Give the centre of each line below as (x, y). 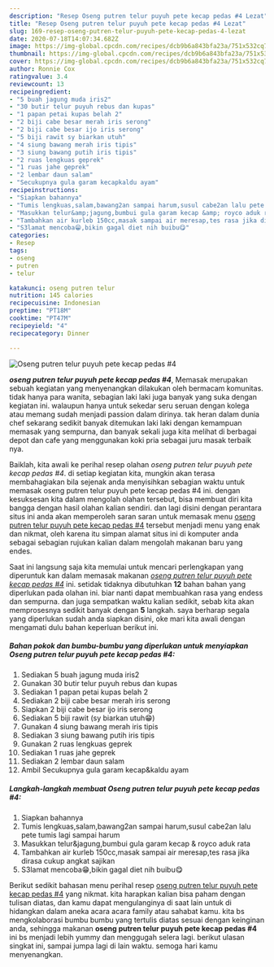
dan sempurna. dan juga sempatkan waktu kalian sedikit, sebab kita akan (132, 601)
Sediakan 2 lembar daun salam (73, 761)
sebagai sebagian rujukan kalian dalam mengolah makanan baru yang (126, 542)
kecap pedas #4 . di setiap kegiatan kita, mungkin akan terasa (112, 473)
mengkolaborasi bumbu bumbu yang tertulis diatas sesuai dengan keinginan (137, 920)
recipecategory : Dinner (50, 333)
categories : (29, 236)
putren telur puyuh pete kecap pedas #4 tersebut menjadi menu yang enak (135, 525)
